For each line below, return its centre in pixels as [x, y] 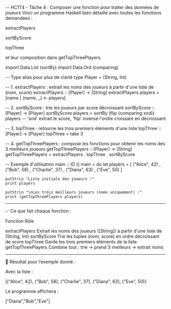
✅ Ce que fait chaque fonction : [38, 211]
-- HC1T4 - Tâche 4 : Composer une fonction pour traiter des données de [82, 7]
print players [20, 183]
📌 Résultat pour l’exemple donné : [40, 262]
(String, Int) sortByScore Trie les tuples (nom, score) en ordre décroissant [82, 236]
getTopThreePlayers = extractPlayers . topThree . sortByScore [70, 154]
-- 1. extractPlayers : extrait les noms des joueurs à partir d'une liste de [80, 87]
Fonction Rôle [20, 221]
